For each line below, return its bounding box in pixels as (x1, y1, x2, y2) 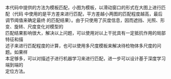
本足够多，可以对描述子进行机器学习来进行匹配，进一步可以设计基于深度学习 (5, 56, 166, 61)
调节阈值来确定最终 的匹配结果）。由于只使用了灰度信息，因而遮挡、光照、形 (5, 17, 165, 23)
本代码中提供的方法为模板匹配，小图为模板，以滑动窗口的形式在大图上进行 (5, 5, 161, 10)
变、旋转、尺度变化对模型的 (5, 23, 64, 30)
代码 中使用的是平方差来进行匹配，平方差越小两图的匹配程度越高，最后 (14, 11, 163, 17)
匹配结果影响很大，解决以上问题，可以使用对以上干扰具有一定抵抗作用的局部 (5, 30, 166, 36)
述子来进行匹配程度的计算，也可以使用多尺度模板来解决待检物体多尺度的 (5, 43, 157, 48)
